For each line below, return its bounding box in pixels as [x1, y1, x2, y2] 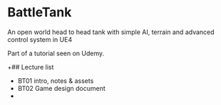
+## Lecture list [7, 62, 54, 71]
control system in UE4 [7, 35, 73, 43]
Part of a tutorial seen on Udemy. [7, 49, 105, 57]
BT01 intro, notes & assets [17, 76, 94, 85]
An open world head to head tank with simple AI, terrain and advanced [7, 28, 215, 36]
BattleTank [7, 4, 72, 21]
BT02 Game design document [17, 84, 106, 92]
